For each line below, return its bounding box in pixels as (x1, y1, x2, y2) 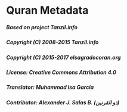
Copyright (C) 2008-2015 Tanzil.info (6, 39, 99, 46)
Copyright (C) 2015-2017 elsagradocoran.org (6, 54, 121, 61)
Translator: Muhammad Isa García (6, 84, 94, 91)
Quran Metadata (6, 4, 89, 17)
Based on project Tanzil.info (6, 23, 78, 30)
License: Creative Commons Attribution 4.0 (6, 69, 117, 76)
